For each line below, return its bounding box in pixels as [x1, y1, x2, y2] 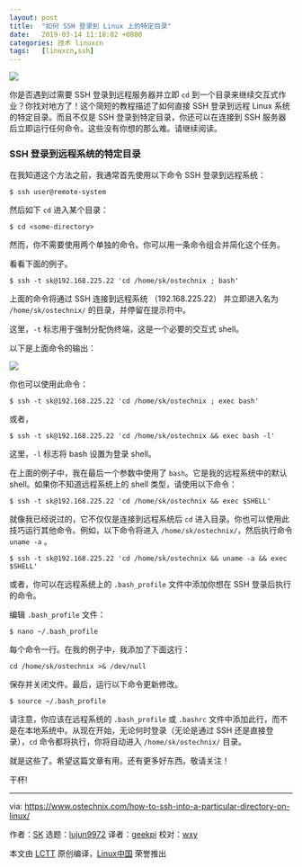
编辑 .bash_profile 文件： [9, 609, 106, 621]
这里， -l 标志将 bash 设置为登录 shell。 [9, 449, 156, 460]
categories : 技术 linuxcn [9, 38, 103, 48]
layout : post [9, 13, 58, 22]
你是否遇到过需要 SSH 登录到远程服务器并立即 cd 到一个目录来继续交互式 [9, 89, 279, 100]
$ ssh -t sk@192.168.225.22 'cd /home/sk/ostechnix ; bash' [9, 276, 240, 286]
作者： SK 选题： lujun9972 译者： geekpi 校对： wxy [9, 829, 198, 840]
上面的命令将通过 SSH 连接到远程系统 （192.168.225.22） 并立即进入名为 [9, 293, 279, 304]
